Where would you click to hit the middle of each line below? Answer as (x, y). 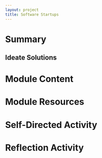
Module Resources (45, 102)
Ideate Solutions (31, 58)
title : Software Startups (32, 14)
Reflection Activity (45, 147)
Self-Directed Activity (51, 125)
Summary (26, 39)
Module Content (39, 79)
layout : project (22, 10)
